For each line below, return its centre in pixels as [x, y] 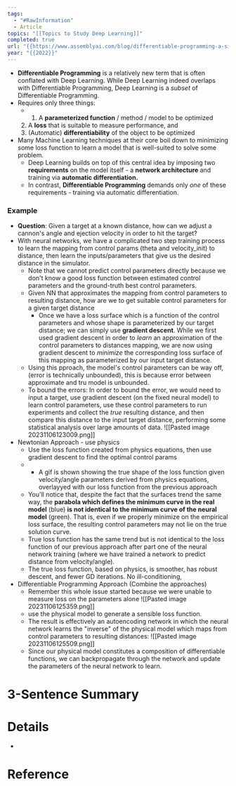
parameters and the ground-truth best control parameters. [112, 286]
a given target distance [61, 308]
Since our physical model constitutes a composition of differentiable [126, 651]
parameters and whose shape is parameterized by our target [126, 323]
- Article [28, 27]
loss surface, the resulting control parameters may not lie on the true [127, 525]
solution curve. [50, 532]
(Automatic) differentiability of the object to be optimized [111, 132]
